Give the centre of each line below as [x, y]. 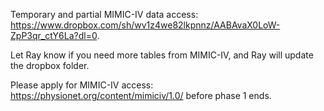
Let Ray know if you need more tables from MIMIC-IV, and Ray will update [162, 55]
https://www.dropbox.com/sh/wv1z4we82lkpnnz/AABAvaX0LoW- [145, 25]
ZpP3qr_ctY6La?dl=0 [54, 35]
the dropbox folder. [50, 65]
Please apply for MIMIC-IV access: [82, 85]
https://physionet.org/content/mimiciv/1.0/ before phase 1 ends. [141, 95]
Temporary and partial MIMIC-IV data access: [104, 14]
